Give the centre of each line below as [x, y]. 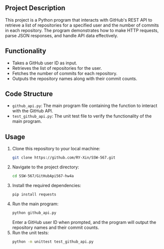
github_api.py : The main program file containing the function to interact [85, 106]
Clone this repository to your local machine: [56, 149]
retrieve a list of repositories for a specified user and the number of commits [82, 25]
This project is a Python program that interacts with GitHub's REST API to [79, 20]
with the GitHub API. [33, 111]
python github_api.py [34, 213]
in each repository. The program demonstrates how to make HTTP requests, [82, 30]
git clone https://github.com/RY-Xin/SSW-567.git [64, 158]
